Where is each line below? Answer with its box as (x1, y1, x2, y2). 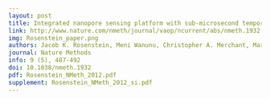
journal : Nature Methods (8, 49, 92, 57)
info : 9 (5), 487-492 (8, 57, 81, 65)
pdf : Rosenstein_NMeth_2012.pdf (8, 71, 117, 79)
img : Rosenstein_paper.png (8, 34, 99, 42)
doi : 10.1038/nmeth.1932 (8, 64, 92, 72)
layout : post (8, 11, 52, 20)
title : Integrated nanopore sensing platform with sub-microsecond (8, 19, 239, 27)
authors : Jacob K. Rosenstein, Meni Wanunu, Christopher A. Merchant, (8, 42, 250, 49)
